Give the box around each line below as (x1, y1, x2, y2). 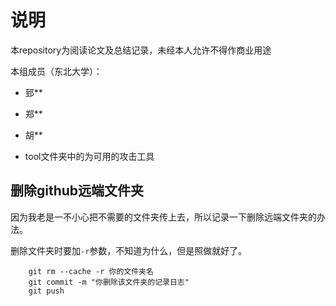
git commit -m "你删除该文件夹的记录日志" (28, 277, 190, 287)
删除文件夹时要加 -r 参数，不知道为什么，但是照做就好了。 (10, 244, 248, 256)
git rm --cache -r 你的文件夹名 (28, 266, 154, 276)
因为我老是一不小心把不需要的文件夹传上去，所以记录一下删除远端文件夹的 (10, 211, 317, 223)
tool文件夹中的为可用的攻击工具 (24, 150, 155, 162)
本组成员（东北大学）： (10, 65, 103, 77)
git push (28, 286, 65, 296)
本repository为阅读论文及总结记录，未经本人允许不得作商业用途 (10, 44, 272, 56)
